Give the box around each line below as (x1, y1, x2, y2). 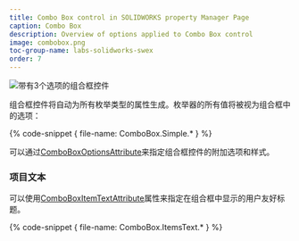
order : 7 (9, 54, 42, 63)
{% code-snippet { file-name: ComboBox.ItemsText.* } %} (9, 222, 223, 233)
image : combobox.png (9, 37, 87, 47)
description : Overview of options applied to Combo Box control (9, 29, 253, 38)
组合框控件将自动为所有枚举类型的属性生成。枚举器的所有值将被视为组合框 (9, 99, 283, 110)
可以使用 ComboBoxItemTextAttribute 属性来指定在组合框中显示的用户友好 (9, 193, 278, 204)
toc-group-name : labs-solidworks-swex (9, 46, 154, 55)
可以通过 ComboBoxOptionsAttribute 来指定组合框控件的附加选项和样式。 (9, 146, 275, 157)
